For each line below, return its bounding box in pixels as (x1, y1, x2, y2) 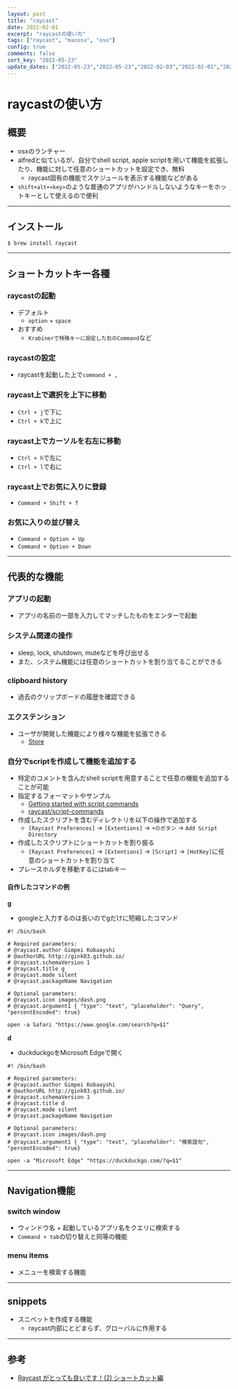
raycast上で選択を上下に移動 (7, 390, 107, 400)
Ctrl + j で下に (17, 407, 62, 416)
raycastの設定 (7, 353, 56, 363)
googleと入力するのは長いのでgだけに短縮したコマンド (17, 913, 178, 922)
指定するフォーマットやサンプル (17, 792, 111, 800)
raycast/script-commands (28, 808, 104, 816)
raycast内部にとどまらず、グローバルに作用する (28, 1324, 168, 1333)
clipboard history (7, 675, 68, 685)
